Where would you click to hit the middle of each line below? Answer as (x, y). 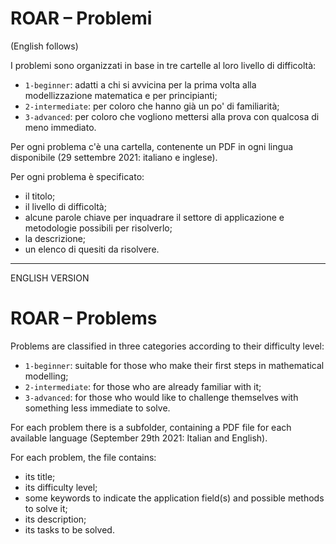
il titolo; (40, 196)
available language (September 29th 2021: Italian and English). (139, 438)
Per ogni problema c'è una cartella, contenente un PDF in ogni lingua (152, 146)
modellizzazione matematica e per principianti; (121, 95)
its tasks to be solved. (69, 529)
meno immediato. (60, 127)
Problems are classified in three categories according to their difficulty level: (167, 346)
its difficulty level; (61, 487)
